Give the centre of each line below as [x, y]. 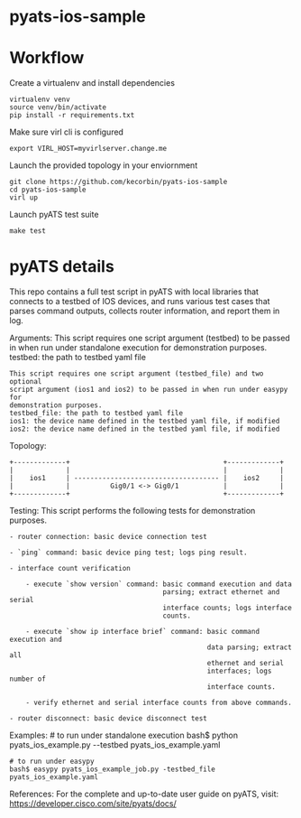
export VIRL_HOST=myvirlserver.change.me [88, 149]
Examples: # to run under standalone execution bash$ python [124, 735]
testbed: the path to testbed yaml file [78, 358]
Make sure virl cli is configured [67, 132]
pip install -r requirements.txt [72, 116]
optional [26, 382]
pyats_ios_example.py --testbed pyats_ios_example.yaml [115, 745]
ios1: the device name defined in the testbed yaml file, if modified [145, 422]
